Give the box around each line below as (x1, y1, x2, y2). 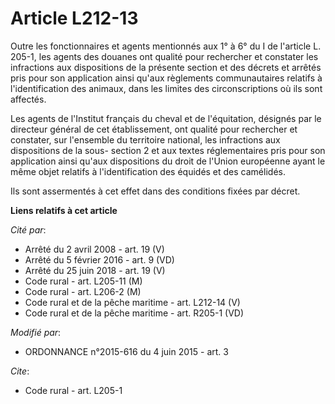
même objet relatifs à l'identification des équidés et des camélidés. (10, 165, 286, 177)
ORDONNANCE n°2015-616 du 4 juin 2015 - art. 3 (24, 345, 229, 357)
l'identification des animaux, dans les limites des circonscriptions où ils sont (10, 82, 323, 94)
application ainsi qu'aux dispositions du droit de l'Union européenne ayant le (10, 155, 326, 167)
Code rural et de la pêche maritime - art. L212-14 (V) (24, 296, 241, 308)
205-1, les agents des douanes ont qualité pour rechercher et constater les (10, 50, 319, 62)
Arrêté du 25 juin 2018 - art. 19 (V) (24, 264, 166, 276)
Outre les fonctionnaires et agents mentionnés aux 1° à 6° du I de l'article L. (10, 40, 322, 52)
